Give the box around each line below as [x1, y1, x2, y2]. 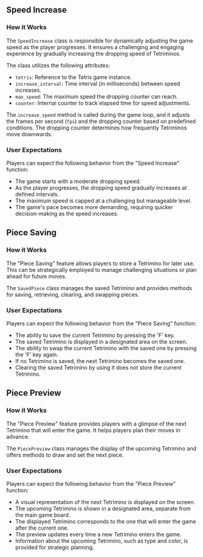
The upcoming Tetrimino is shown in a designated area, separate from [15, 505, 191, 512]
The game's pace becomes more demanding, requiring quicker [15, 203, 173, 210]
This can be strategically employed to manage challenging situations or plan [6, 266, 198, 273]
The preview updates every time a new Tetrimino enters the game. [15, 530, 182, 538]
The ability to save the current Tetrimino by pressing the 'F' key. [15, 331, 175, 339]
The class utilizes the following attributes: [6, 61, 111, 69]
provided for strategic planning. [15, 544, 94, 551]
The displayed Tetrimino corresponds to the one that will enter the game [15, 517, 196, 525]
